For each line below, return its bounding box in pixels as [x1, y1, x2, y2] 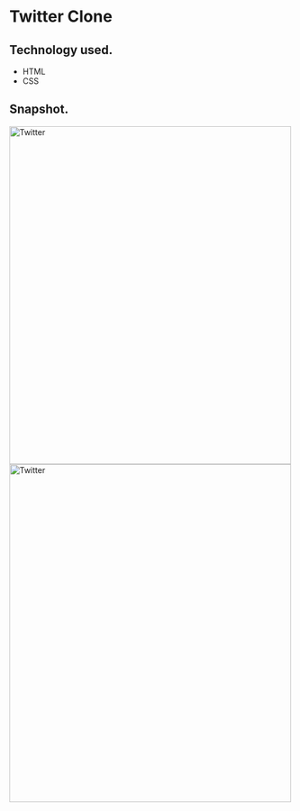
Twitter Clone [9, 6, 113, 27]
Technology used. [9, 42, 114, 58]
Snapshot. [9, 102, 69, 117]
